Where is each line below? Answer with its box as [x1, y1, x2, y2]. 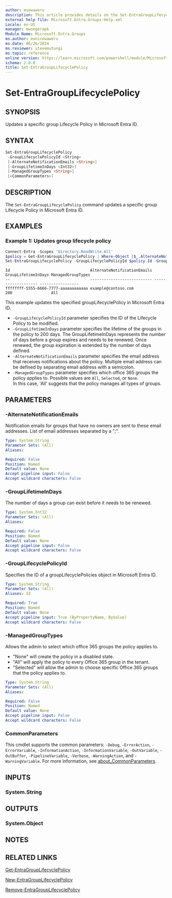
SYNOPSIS [5, 108, 40, 116]
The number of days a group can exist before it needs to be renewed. [5, 500, 152, 506]
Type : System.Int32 [5, 510, 47, 515]
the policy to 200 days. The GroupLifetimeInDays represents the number [12, 331, 166, 338]
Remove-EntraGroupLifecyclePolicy [5, 887, 80, 893]
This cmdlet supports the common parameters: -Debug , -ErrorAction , [5, 742, 151, 748]
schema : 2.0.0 [5, 60, 36, 65]
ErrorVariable [5, 748, 36, 753]
